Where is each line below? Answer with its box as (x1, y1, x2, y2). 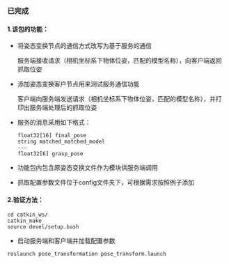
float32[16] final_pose (17, 132, 87, 139)
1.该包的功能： (7, 24, 49, 33)
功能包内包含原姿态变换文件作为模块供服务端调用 (17, 164, 158, 172)
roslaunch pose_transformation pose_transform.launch (7, 251, 167, 258)
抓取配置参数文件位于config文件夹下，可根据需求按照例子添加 (17, 178, 195, 187)
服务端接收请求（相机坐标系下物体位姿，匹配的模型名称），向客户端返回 (17, 56, 222, 65)
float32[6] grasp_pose (17, 150, 84, 157)
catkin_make (7, 217, 42, 224)
